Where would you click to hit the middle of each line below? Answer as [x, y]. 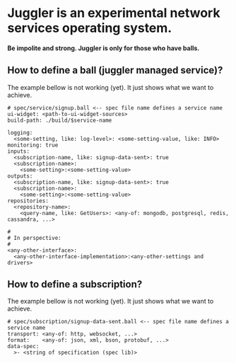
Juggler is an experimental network [114, 13]
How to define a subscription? [75, 284]
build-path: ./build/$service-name [60, 120]
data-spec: [23, 347]
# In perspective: [34, 238]
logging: [20, 132]
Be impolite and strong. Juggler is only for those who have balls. [104, 48]
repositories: [28, 201]
